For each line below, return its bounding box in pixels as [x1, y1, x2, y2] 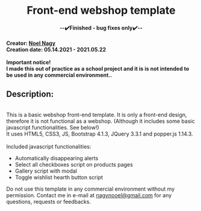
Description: [6, 89, 54, 99]
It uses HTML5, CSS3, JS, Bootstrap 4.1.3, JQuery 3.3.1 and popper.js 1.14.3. [6, 130, 194, 138]
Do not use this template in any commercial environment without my [6, 185, 175, 192]
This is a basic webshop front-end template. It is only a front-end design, [6, 111, 188, 119]
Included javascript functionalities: [6, 143, 91, 150]
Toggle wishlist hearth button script [14, 174, 104, 181]
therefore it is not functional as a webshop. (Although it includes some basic [6, 117, 195, 125]
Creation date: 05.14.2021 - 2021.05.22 [6, 46, 107, 53]
